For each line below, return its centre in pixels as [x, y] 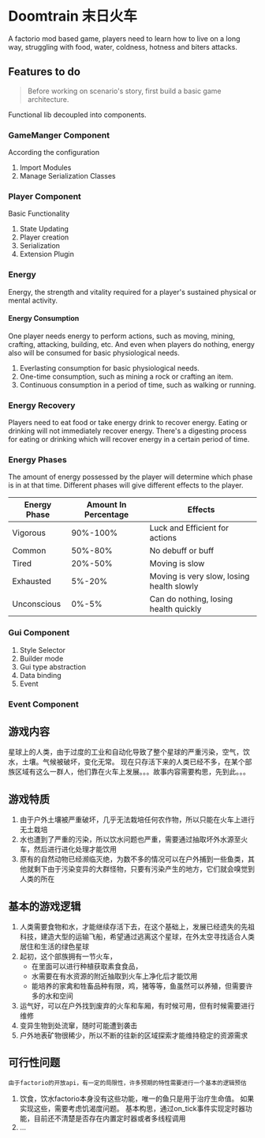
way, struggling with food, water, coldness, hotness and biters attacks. [123, 47]
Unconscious [37, 604]
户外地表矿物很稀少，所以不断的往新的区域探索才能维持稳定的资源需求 [134, 1035]
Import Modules [45, 168]
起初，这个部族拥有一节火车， [68, 956]
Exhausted [32, 582]
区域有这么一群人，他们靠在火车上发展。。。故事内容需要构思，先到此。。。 [132, 772]
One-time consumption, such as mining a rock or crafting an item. [127, 376]
